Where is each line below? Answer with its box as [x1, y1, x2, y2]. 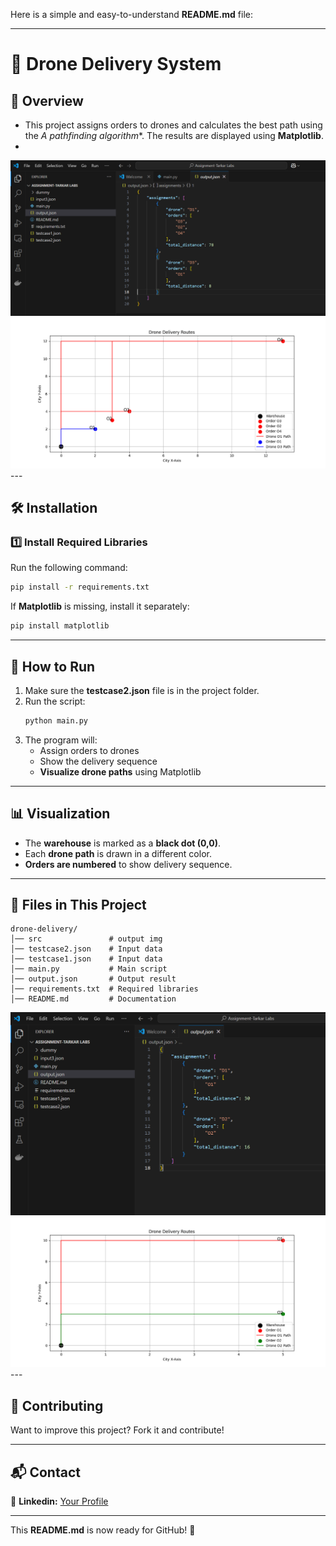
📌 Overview [10, 92, 84, 109]
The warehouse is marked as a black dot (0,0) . [24, 837, 222, 849]
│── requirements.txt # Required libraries [10, 984, 199, 994]
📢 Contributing [10, 1397, 104, 1414]
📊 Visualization [10, 805, 111, 823]
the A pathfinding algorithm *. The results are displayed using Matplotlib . [24, 130, 324, 141]
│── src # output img [10, 934, 163, 944]
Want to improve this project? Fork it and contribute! [10, 1424, 225, 1436]
